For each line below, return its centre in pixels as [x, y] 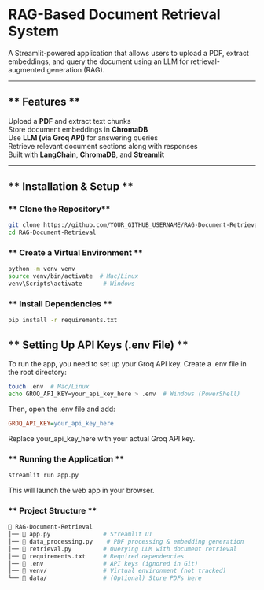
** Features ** [44, 102]
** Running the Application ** [66, 458]
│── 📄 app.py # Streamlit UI [81, 534]
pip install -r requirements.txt [63, 321]
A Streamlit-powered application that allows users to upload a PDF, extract [129, 53]
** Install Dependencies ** [60, 304]
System [34, 31]
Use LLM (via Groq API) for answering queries [83, 137]
